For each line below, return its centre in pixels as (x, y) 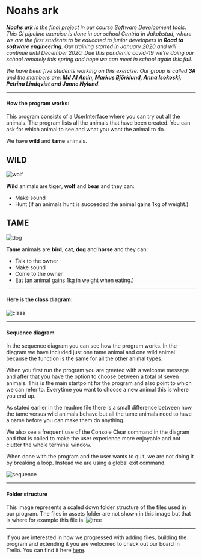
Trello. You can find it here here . (46, 550)
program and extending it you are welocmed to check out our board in (93, 544)
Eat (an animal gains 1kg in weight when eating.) (74, 280)
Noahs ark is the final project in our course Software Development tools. (96, 27)
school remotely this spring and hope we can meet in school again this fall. (99, 59)
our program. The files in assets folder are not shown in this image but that (99, 514)
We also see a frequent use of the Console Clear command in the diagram (98, 432)
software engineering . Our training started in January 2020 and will (91, 46)
